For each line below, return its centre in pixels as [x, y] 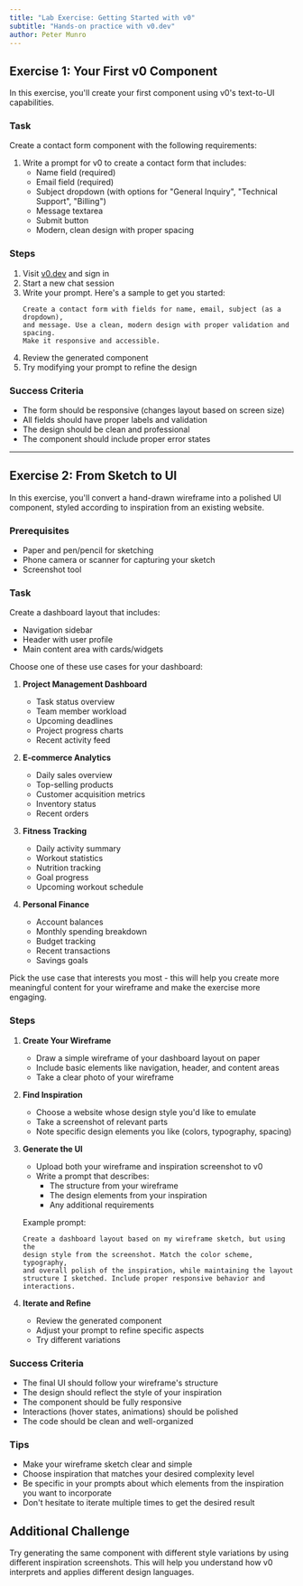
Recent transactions [73, 951]
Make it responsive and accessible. [91, 341]
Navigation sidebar [57, 630]
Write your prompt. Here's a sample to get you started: [124, 292]
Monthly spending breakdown [91, 932]
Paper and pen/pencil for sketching [88, 550]
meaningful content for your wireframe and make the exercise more [135, 988]
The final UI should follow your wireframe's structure [120, 1383]
